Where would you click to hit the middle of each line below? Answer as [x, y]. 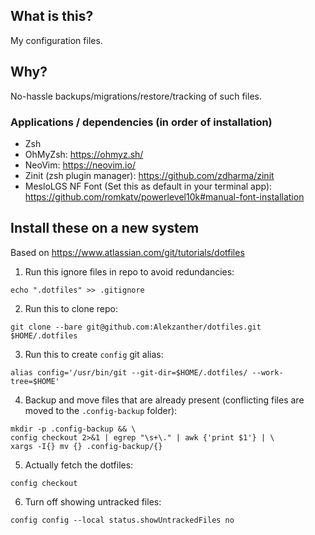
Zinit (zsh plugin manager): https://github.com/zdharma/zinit [149, 175]
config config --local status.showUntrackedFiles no [122, 520]
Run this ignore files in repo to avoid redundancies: [129, 271]
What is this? [52, 16]
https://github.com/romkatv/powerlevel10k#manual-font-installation [164, 196]
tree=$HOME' [35, 381]
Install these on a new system [105, 228]
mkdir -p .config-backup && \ [73, 429]
